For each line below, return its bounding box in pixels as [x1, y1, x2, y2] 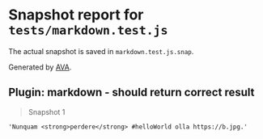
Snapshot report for [8, 6, 144, 24]
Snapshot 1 [28, 107, 66, 116]
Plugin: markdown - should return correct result [8, 86, 255, 99]
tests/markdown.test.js [8, 23, 168, 38]
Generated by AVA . [8, 62, 72, 72]
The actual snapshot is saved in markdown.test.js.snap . [8, 46, 194, 56]
